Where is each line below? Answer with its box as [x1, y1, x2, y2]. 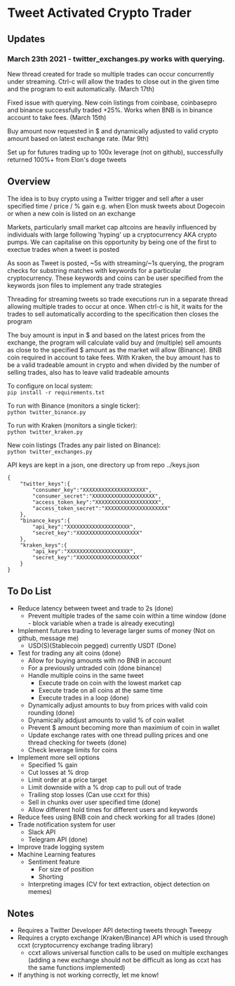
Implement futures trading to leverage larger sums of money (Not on [17, 626, 215, 634]
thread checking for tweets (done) [27, 738, 128, 747]
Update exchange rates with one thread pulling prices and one [27, 731, 209, 739]
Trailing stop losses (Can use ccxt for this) [27, 790, 151, 799]
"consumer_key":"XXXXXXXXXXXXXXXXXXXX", [32, 486, 152, 493]
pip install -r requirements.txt [7, 389, 105, 396]
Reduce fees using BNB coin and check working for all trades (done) [17, 813, 216, 821]
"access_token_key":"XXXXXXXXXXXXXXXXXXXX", [32, 498, 165, 506]
